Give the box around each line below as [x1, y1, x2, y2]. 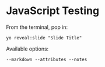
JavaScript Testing [6, 4, 100, 18]
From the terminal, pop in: [6, 24, 68, 31]
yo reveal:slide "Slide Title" [6, 35, 82, 41]
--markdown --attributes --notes [6, 56, 87, 62]
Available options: [6, 45, 49, 52]
